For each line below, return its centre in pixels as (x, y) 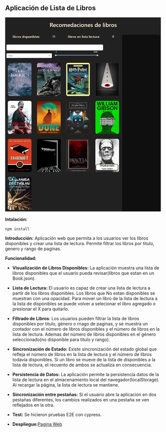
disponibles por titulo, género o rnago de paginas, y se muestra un (80, 324)
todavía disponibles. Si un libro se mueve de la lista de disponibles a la (84, 359)
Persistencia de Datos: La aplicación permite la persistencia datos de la (85, 374)
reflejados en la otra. (33, 405)
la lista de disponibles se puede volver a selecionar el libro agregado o (84, 303)
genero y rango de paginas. (33, 249)
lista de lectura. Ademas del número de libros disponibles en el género (84, 334)
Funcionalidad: (21, 258)
